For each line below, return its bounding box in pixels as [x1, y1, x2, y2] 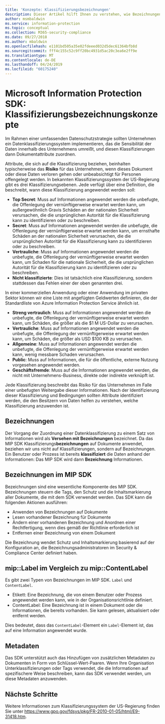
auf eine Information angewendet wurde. [5, 628, 87, 633]
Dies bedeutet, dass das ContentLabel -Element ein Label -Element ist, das [5, 622, 154, 628]
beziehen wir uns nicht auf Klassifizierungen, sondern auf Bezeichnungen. [5, 446, 156, 452]
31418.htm [5, 714, 26, 719]
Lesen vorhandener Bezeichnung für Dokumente [12, 514, 111, 520]
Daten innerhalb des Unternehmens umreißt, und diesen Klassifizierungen [5, 146, 155, 152]
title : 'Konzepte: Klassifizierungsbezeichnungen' [5, 7, 111, 12]
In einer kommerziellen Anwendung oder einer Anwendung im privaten [5, 289, 148, 295]
